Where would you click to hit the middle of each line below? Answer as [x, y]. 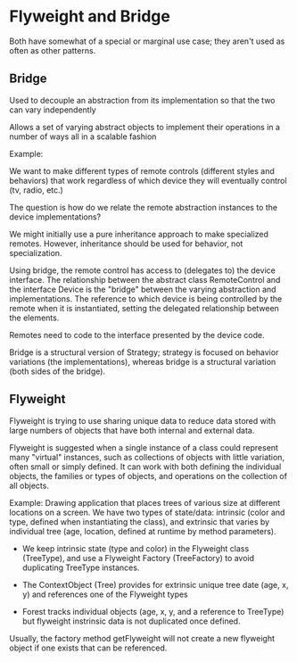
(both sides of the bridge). [57, 371]
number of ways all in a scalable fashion [83, 137]
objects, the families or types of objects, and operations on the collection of [148, 476]
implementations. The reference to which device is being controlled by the [146, 298]
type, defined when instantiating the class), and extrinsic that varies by [140, 521]
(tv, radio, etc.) [37, 190]
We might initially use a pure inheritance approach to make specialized [139, 234]
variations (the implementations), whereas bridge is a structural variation [143, 361]
